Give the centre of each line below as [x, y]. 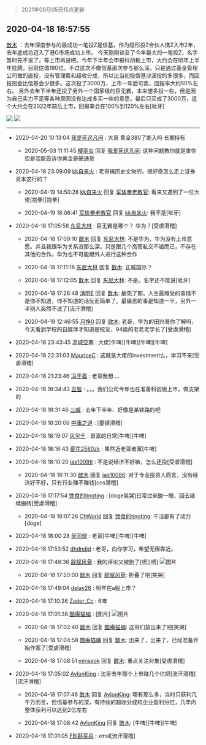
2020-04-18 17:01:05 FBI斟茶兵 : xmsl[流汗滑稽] [75, 736]
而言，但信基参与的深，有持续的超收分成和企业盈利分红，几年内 [116, 702]
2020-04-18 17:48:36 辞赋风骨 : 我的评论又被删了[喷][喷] [87, 562]
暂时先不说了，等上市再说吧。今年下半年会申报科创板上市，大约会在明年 [97, 60]
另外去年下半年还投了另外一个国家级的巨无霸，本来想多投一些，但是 [104, 91]
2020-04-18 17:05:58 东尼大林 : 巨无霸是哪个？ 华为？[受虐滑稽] [96, 226]
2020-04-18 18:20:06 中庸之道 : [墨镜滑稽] [69, 422]
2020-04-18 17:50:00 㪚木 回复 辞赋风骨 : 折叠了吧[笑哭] [95, 575]
